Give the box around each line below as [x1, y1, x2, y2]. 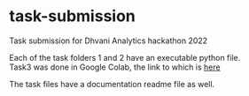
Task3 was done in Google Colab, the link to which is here [9, 62, 221, 72]
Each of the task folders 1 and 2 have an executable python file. [9, 52, 241, 63]
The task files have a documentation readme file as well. [9, 78, 215, 89]
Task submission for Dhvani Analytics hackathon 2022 [9, 35, 208, 46]
